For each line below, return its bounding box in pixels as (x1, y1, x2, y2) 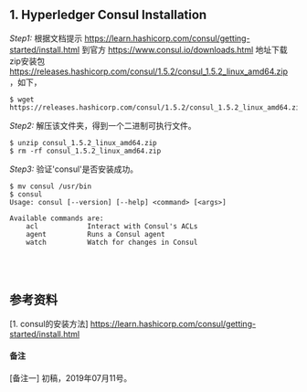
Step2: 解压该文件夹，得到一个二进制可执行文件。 (9, 120, 196, 131)
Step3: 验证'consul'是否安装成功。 (9, 164, 139, 175)
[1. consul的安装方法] (9, 318, 89, 329)
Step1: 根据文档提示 (9, 32, 83, 44)
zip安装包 (9, 55, 46, 67)
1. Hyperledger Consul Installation (9, 7, 207, 23)
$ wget (9, 95, 35, 104)
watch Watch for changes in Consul (26, 238, 198, 247)
